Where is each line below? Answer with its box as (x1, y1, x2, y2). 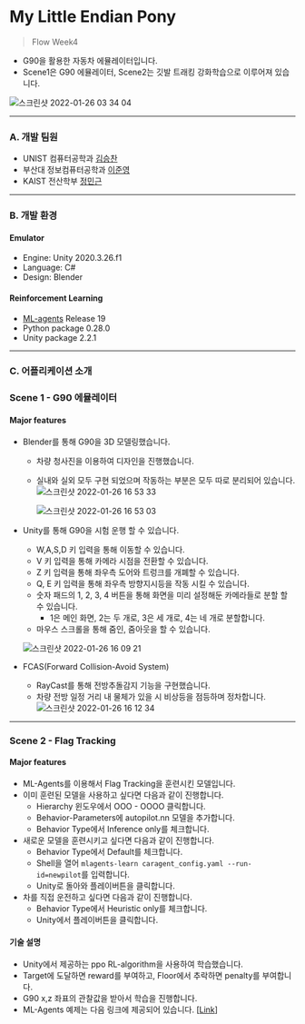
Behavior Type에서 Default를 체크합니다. (35, 846, 183, 857)
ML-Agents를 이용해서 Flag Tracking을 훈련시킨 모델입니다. (22, 778, 236, 789)
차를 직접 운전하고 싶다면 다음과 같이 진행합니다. (22, 891, 192, 902)
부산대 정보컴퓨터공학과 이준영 (22, 164, 130, 175)
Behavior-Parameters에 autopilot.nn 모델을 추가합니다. (35, 811, 235, 823)
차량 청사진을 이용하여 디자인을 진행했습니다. (35, 455, 194, 466)
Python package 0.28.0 (22, 323, 111, 333)
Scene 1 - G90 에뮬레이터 (9, 392, 118, 404)
